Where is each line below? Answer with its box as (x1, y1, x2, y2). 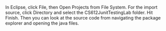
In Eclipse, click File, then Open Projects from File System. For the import (5, 4, 158, 10)
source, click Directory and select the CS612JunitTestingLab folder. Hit (5, 9, 153, 15)
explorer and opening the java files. (5, 20, 79, 26)
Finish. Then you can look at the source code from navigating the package (5, 15, 161, 20)
